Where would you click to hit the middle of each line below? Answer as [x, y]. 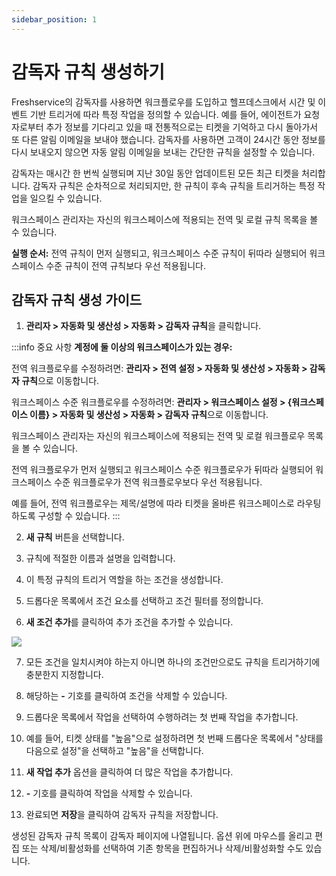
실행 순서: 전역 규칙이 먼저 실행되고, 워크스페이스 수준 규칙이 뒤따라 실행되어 [159, 253]
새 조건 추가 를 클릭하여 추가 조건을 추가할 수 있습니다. [129, 622]
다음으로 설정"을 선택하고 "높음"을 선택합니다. [114, 751]
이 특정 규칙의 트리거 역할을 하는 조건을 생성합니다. [124, 580]
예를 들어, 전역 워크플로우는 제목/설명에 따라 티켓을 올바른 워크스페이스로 [153, 503]
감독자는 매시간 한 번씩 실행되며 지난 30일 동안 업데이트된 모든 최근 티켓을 [155, 173]
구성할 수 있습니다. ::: [79, 516]
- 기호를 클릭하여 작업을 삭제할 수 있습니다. [109, 793]
